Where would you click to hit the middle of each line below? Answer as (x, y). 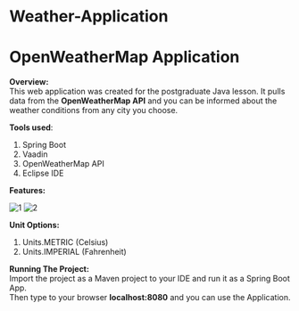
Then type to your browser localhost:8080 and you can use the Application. (150, 298)
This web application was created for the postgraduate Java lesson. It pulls (147, 92)
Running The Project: (49, 269)
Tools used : (31, 127)
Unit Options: (34, 225)
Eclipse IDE (43, 173)
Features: (28, 191)
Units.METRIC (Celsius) (65, 242)
